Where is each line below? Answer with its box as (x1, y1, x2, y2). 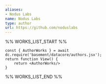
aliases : (5, 7, 23, 12)
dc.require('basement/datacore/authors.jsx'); (5, 52, 102, 58)
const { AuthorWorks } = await (5, 48, 69, 53)
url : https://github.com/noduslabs (5, 25, 78, 30)
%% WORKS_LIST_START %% (5, 39, 67, 44)
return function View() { (5, 57, 58, 62)
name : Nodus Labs (5, 16, 41, 21)
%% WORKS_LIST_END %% (5, 74, 63, 80)
